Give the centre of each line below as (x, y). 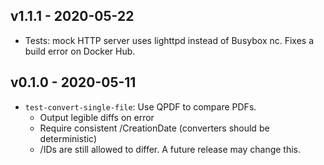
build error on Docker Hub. (80, 51)
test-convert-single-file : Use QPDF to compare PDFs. (140, 106)
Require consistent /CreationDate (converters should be (154, 128)
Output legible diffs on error (97, 117)
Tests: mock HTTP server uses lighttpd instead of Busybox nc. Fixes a (169, 40)
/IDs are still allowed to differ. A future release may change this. (170, 149)
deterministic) (68, 138)
